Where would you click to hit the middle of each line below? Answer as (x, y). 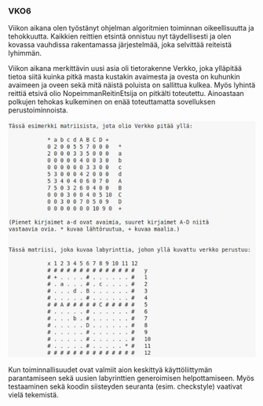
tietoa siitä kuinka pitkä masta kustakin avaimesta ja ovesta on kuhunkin (124, 77)
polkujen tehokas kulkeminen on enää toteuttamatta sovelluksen (112, 102)
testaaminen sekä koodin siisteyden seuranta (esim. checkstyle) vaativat (125, 386)
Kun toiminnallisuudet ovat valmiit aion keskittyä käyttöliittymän (110, 370)
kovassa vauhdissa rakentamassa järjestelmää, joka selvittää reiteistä (120, 45)
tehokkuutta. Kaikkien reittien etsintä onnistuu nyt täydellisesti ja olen (120, 36)
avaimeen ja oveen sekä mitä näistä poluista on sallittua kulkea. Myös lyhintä (132, 85)
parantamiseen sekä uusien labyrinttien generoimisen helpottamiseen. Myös (131, 378)
